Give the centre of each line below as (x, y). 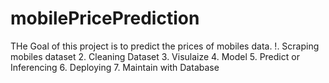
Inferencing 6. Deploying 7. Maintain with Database (115, 67)
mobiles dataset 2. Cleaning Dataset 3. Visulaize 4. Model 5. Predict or (155, 56)
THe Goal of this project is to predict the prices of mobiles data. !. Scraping (165, 46)
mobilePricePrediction (105, 18)
